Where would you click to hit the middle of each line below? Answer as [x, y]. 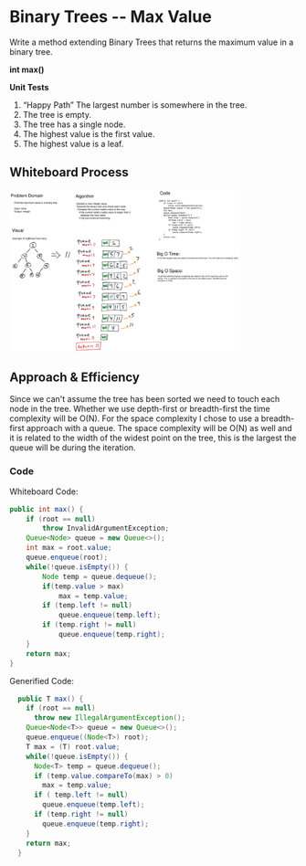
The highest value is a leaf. [73, 143]
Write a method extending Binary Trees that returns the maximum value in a [152, 42]
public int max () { [47, 509]
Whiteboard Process [69, 172]
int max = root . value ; [69, 548]
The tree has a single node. [74, 124]
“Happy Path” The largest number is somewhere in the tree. [135, 105]
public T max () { [51, 699]
